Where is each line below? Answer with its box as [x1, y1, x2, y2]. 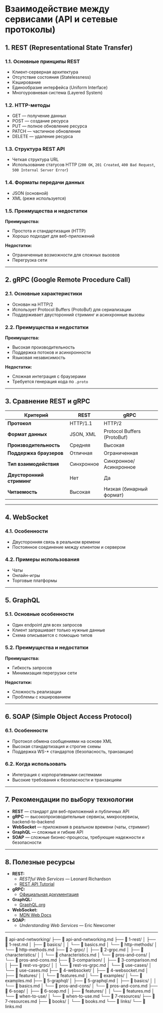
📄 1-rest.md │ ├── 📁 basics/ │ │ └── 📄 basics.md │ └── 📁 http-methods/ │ [5, 942, 158, 947]
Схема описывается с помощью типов [12, 632, 93, 638]
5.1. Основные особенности [5, 611, 74, 618]
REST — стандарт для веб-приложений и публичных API [12, 808, 130, 814]
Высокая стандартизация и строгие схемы [12, 743, 101, 749]
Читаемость [7, 489, 37, 495]
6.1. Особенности [5, 727, 48, 734]
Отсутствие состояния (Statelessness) [12, 74, 91, 80]
